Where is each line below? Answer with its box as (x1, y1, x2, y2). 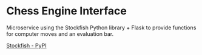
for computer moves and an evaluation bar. (6, 30, 114, 37)
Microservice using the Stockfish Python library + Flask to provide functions (6, 24, 197, 31)
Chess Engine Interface (6, 4, 127, 18)
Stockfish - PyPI (6, 42, 47, 49)
